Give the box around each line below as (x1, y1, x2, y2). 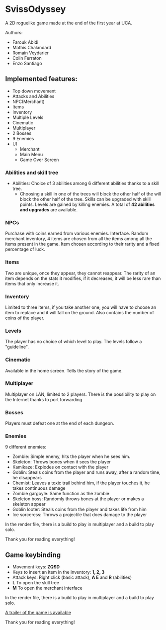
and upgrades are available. (19, 207, 78, 213)
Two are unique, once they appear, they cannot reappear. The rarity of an (5, 270, 156, 276)
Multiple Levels (12, 114, 44, 120)
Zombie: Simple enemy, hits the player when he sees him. (12, 453, 131, 459)
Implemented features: (5, 75, 78, 83)
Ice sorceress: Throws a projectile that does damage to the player (12, 512, 147, 518)
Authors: (5, 29, 23, 35)
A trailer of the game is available (5, 610, 71, 616)
